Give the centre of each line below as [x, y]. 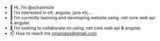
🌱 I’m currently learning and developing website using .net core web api [82, 18]
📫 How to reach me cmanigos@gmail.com [53, 33]
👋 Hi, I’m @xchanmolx [32, 7]
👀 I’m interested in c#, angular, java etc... [51, 13]
